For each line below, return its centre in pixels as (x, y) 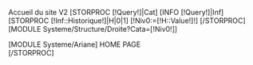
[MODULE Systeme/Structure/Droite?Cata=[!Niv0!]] (93, 29)
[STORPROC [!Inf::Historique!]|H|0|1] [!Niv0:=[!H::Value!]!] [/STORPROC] (127, 21)
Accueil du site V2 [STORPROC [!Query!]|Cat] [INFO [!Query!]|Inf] (116, 12)
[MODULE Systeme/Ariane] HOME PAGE (75, 44)
